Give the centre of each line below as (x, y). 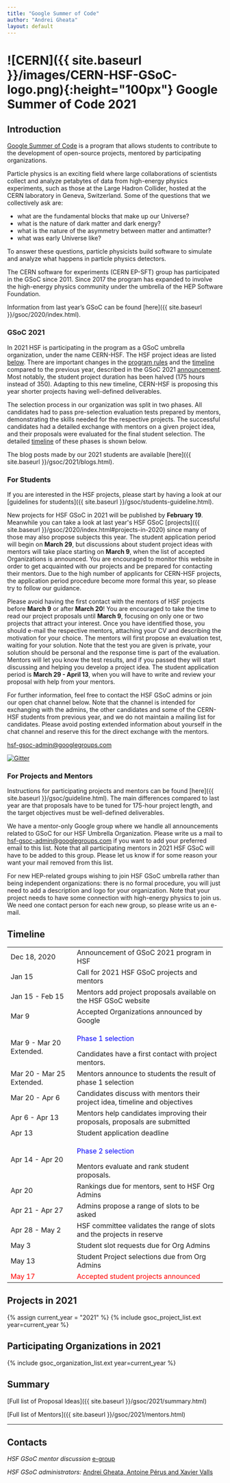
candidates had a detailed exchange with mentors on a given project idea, (111, 426)
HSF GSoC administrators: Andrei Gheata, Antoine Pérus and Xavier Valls (110, 1472)
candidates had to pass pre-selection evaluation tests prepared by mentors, (114, 412)
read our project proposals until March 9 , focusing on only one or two (105, 616)
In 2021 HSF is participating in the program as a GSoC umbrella (96, 347)
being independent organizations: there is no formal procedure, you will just (114, 883)
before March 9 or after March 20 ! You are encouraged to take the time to (112, 608)
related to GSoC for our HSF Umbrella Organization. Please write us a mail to (115, 834)
